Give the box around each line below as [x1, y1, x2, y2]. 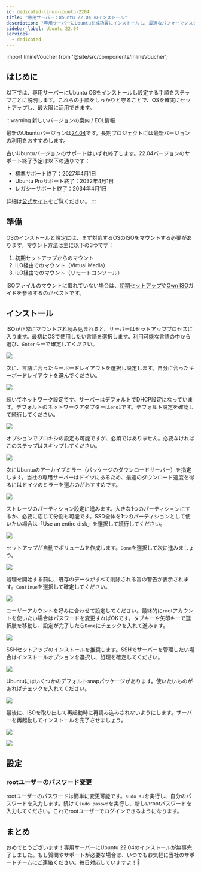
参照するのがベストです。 [22, 289, 85, 297]
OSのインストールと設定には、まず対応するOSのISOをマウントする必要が [6, 234, 187, 241]
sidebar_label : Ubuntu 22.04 [6, 25, 79, 32]
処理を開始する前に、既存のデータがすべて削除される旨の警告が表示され [6, 576, 184, 583]
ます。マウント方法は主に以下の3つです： [11, 241, 114, 249]
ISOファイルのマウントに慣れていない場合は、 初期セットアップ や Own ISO [6, 282, 188, 289]
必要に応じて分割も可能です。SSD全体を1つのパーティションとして [22, 513, 185, 520]
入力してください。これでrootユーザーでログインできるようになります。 [6, 807, 182, 815]
